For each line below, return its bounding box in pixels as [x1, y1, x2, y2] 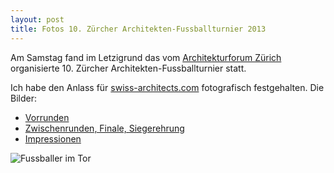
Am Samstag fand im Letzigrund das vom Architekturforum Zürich [10, 51, 282, 63]
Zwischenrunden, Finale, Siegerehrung [24, 122, 185, 134]
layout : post [10, 14, 65, 25]
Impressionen [24, 132, 82, 145]
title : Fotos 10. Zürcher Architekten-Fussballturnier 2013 [10, 24, 267, 34]
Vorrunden [24, 111, 70, 123]
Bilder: [10, 92, 37, 104]
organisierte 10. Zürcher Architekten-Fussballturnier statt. [10, 62, 247, 74]
